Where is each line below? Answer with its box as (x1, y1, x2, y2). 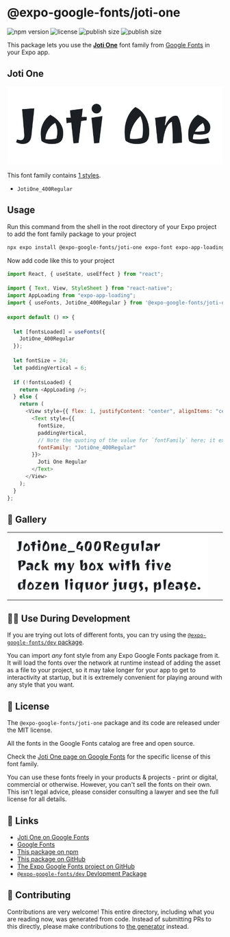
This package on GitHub (16, 855, 86, 863)
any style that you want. (7, 680, 75, 689)
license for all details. (7, 795, 67, 803)
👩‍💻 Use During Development (7, 613, 131, 624)
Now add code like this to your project (7, 256, 115, 265)
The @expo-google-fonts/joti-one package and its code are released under (7, 719, 220, 727)
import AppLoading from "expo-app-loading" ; (7, 292, 136, 299)
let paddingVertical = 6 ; (13, 364, 88, 371)
